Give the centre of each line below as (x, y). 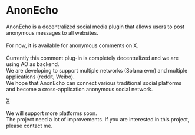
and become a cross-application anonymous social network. (80, 89)
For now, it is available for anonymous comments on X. (72, 45)
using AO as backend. (33, 64)
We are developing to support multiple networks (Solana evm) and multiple (97, 70)
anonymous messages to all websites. (52, 32)
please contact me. (29, 126)
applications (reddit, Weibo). (40, 77)
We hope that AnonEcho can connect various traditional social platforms (94, 83)
